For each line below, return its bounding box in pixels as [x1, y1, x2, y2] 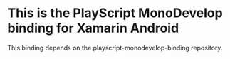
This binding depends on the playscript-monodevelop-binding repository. [7, 43, 223, 52]
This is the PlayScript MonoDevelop [7, 5, 223, 21]
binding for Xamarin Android [7, 20, 179, 36]
